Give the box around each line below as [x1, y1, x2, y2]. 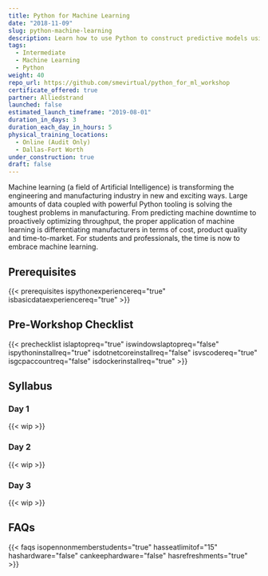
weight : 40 [8, 71, 45, 79]
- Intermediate [15, 49, 66, 57]
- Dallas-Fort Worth [15, 146, 84, 154]
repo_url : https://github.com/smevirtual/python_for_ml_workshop [8, 78, 230, 86]
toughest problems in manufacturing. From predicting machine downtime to [8, 208, 257, 218]
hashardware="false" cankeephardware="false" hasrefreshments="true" [8, 550, 248, 560]
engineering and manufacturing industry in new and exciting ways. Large [8, 191, 249, 201]
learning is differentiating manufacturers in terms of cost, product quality [8, 225, 247, 234]
